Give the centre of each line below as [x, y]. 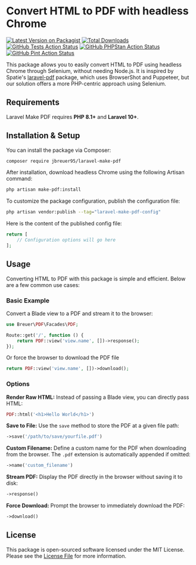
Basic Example [28, 300]
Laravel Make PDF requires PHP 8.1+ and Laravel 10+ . [72, 117]
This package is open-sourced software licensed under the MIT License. [95, 549]
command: [19, 179]
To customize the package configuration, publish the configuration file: [93, 201]
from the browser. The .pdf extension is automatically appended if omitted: [98, 454]
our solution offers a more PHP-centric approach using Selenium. [86, 83]
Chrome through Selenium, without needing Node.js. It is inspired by [90, 71]
